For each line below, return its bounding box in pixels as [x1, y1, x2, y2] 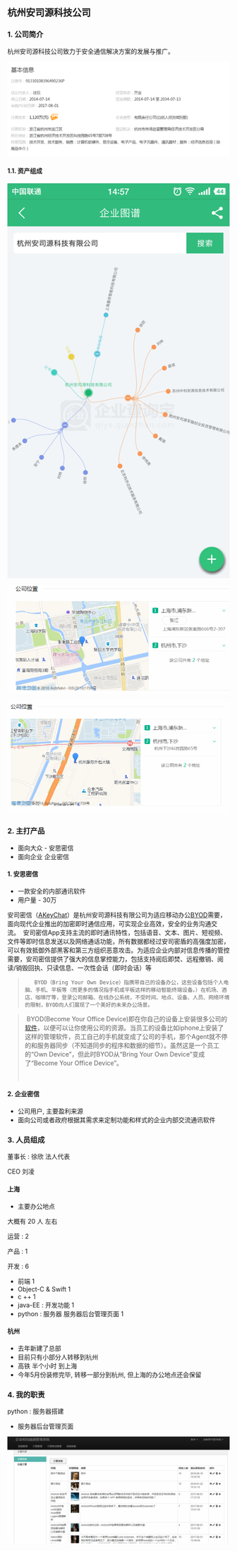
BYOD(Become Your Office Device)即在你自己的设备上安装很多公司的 [26, 1014, 228, 1023]
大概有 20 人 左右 [7, 1217, 58, 1225]
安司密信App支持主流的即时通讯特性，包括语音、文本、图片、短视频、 [23, 928, 227, 937]
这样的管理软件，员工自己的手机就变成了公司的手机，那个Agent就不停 [24, 1032, 228, 1040]
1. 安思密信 [7, 870, 39, 878]
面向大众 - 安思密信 [17, 844, 74, 852]
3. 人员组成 [7, 1135, 45, 1145]
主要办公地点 [17, 1202, 55, 1210]
